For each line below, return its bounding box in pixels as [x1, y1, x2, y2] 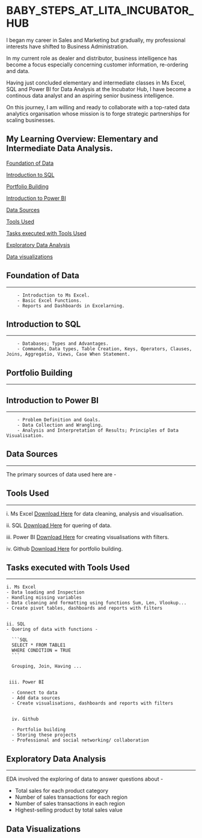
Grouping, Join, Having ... [11, 664, 82, 670]
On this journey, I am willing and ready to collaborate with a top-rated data [6, 103, 191, 110]
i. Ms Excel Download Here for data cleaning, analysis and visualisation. [6, 510, 184, 517]
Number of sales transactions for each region [14, 793, 128, 801]
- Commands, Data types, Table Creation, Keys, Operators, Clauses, [17, 346, 192, 352]
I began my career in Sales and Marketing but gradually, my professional [6, 36, 186, 43]
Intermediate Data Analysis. [6, 143, 113, 154]
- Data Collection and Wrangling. [17, 422, 103, 428]
